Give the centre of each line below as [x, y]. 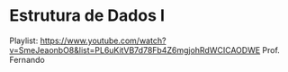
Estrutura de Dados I [87, 16]
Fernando [27, 59]
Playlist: [24, 40]
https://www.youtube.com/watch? [103, 40]
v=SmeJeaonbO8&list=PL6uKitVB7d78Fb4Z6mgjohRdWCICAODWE [135, 49]
